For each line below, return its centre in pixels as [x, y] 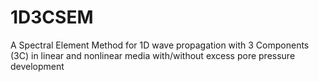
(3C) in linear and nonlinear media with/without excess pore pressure [153, 55]
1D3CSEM [52, 17]
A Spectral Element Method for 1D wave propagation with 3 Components [160, 45]
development [37, 66]
